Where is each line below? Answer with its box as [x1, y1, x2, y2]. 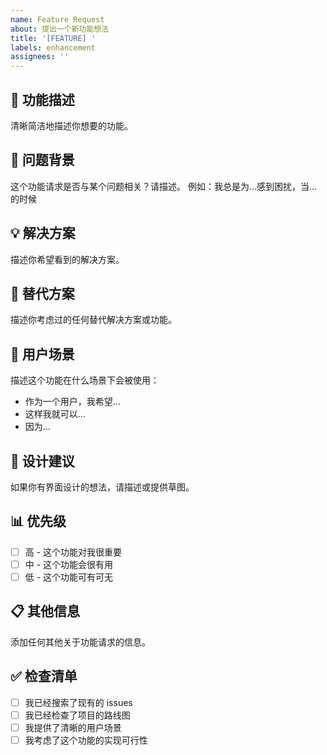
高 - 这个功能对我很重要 [24, 546, 123, 558]
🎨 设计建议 [10, 452, 75, 470]
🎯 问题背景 [10, 152, 75, 169]
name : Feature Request [10, 14, 105, 25]
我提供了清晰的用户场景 [24, 721, 122, 733]
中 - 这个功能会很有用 [24, 558, 114, 570]
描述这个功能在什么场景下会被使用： [10, 374, 160, 386]
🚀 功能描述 [10, 91, 75, 108]
